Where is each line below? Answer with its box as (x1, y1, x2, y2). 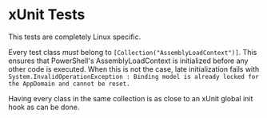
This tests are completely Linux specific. (8, 32, 141, 41)
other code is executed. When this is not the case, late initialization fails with (8, 64, 260, 73)
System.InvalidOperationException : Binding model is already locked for (8, 73, 260, 81)
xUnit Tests (8, 6, 86, 24)
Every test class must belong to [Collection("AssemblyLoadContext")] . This (8, 47, 257, 57)
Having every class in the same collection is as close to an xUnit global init (8, 93, 253, 103)
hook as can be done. (8, 102, 80, 112)
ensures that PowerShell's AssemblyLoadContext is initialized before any (8, 56, 249, 65)
